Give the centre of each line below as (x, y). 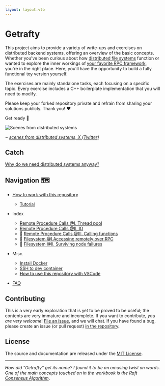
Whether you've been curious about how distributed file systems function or (82, 58)
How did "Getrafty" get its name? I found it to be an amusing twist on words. (82, 367)
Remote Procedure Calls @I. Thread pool (61, 223)
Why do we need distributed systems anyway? (52, 164)
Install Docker (33, 263)
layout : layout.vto (25, 10)
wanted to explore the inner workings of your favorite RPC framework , (76, 63)
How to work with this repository (45, 195)
